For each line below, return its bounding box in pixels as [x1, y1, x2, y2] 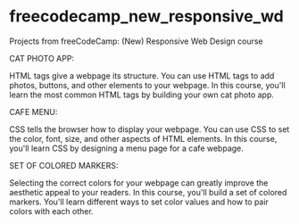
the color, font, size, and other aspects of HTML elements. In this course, [9, 133, 278, 144]
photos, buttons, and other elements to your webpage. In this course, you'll [9, 79, 286, 90]
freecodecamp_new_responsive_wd [9, 6, 284, 27]
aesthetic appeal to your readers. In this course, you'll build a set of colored [9, 187, 287, 197]
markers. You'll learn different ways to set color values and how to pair [9, 196, 270, 207]
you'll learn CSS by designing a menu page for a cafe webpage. [9, 143, 244, 153]
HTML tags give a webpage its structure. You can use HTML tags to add [9, 70, 275, 81]
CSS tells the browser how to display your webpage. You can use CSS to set [9, 123, 290, 135]
